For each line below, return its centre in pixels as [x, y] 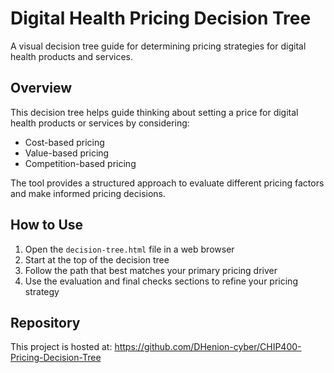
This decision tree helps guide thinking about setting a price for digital [154, 112]
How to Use [47, 225]
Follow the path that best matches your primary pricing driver [151, 270]
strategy [42, 291]
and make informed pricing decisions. [88, 193]
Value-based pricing [67, 153]
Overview [41, 88]
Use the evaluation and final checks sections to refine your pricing [161, 281]
